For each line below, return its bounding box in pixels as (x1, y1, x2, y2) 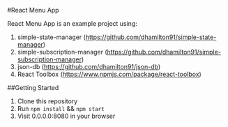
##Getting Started (7, 84, 59, 91)
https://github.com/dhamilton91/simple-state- (85, 33, 217, 41)
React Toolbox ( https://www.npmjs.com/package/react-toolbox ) (17, 70, 202, 78)
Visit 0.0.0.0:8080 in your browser (17, 112, 116, 120)
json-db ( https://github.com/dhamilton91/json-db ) (17, 63, 161, 70)
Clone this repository (17, 97, 78, 105)
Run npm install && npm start (17, 105, 105, 112)
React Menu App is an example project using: (7, 20, 138, 27)
